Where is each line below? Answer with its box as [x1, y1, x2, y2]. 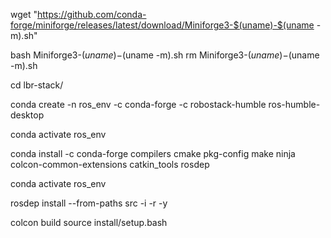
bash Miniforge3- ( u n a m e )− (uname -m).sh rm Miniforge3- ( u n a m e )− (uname [10, 49, 320, 61]
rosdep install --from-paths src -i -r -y [10, 197, 168, 209]
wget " [10, 9, 38, 20]
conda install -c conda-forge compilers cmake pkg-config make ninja [10, 148, 296, 159]
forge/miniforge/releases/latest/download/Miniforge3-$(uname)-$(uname [10, 19, 315, 31]
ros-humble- [268, 99, 321, 110]
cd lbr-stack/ [10, 79, 64, 91]
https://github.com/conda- [37, 9, 147, 20]
